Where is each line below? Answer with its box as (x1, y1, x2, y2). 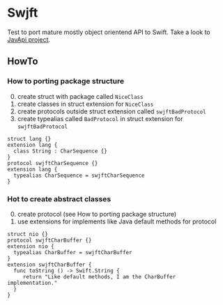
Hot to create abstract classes (7, 194, 111, 203)
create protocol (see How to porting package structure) (17, 210, 177, 218)
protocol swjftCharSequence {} (7, 159, 98, 166)
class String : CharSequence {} (13, 148, 108, 155)
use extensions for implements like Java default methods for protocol (17, 217, 217, 226)
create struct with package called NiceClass (17, 92, 144, 100)
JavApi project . (7, 35, 51, 43)
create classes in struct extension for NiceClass (17, 100, 154, 108)
